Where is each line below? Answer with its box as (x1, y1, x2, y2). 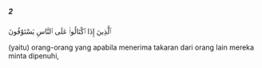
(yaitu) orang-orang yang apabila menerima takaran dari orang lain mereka (8, 42, 254, 52)
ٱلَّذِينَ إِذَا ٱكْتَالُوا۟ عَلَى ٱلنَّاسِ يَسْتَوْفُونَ (8, 26, 112, 36)
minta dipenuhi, (8, 50, 60, 60)
